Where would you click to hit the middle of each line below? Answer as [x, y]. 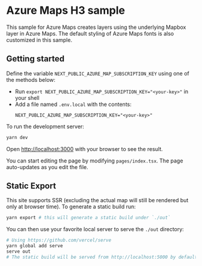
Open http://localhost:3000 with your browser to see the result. [85, 149]
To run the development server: [45, 126]
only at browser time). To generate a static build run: [71, 207]
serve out [19, 252]
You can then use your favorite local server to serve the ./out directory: [95, 229]
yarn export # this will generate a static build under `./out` [88, 218]
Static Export [31, 186]
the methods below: [31, 79]
